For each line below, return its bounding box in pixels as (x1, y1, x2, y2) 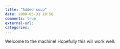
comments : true (5, 16, 36, 21)
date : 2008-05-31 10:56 (5, 12, 54, 16)
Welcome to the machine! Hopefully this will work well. (5, 38, 115, 44)
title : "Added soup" (5, 7, 48, 12)
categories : (5, 25, 29, 30)
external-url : (5, 20, 34, 26)
